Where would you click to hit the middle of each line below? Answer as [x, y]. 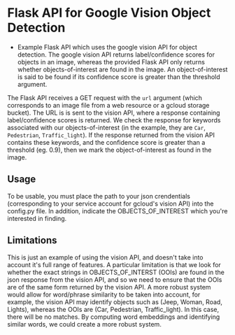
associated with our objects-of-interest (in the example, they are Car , [107, 127]
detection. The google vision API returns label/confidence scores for [116, 55]
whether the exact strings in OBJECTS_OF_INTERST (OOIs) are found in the [116, 272]
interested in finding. [37, 218]
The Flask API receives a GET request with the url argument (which [105, 98]
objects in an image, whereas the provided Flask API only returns [111, 62]
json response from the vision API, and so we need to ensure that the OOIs [115, 279]
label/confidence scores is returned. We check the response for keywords [114, 120]
